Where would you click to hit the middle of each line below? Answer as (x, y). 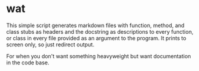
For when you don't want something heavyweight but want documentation (99, 56)
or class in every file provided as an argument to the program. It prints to (96, 38)
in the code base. (28, 63)
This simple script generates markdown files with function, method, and (96, 25)
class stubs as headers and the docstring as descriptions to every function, (100, 31)
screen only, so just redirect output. (50, 45)
